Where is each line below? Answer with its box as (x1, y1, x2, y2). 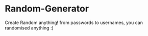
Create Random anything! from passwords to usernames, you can (5, 19, 143, 25)
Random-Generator (5, 3, 89, 14)
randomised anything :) (5, 24, 54, 30)
